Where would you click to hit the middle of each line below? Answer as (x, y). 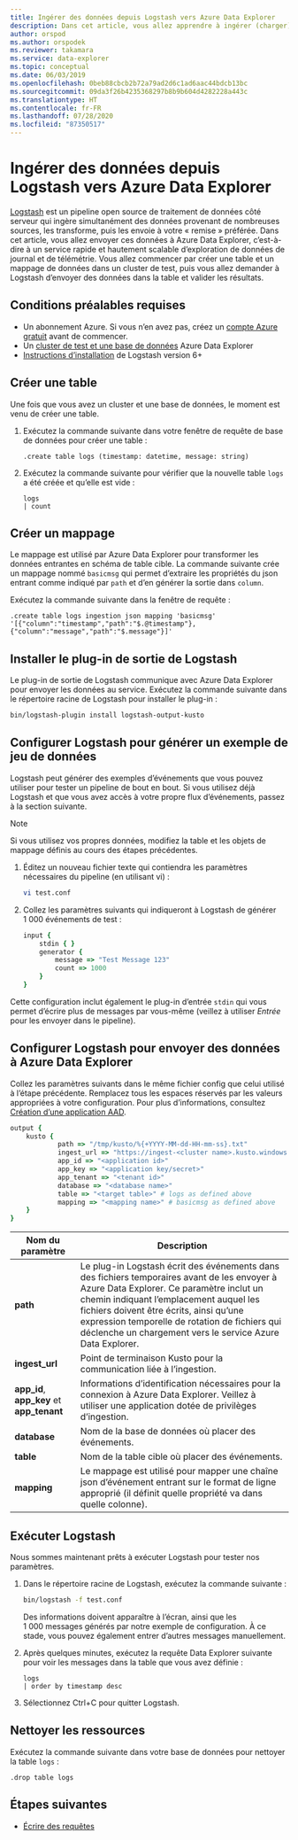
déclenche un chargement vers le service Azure (180, 1332)
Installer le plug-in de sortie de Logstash (124, 659)
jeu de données (53, 757)
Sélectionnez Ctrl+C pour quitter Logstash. (101, 1703)
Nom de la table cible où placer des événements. (181, 1456)
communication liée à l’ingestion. (148, 1370)
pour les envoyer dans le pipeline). (73, 1021)
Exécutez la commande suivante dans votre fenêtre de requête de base (153, 431)
